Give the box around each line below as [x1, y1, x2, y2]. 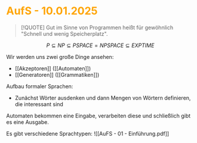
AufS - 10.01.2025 [6, 4, 98, 18]
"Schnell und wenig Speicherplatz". [20, 30, 108, 37]
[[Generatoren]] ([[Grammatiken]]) [14, 71, 100, 78]
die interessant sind [14, 100, 64, 108]
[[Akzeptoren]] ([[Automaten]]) [14, 64, 91, 72]
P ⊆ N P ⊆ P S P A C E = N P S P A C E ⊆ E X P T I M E [46, 42, 155, 49]
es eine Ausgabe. [6, 118, 49, 126]
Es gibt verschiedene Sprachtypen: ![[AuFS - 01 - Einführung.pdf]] [6, 130, 170, 137]
